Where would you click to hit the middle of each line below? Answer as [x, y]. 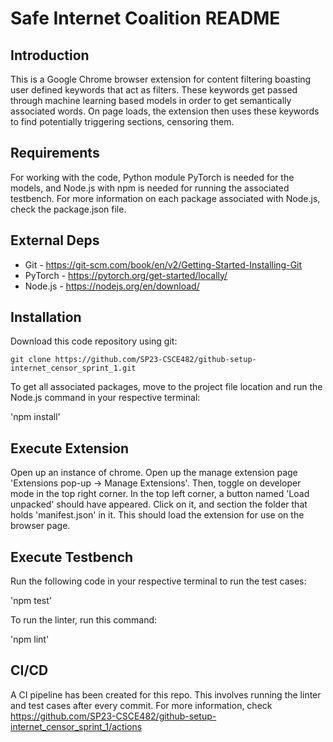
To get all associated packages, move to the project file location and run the [166, 387]
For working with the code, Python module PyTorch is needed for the [152, 177]
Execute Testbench [72, 557]
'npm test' [31, 601]
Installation [46, 317]
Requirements [55, 153]
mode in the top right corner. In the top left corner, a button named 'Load [160, 494]
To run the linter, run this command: [84, 620]
